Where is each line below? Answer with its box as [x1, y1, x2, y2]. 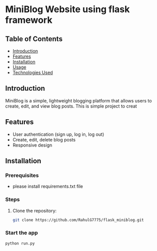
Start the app [5, 229, 38, 236]
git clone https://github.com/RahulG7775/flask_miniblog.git [12, 217, 144, 223]
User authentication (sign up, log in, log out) [12, 131, 104, 137]
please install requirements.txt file [12, 184, 83, 190]
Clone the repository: [12, 207, 57, 213]
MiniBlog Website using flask [5, 4, 130, 15]
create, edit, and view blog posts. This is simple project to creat [5, 103, 137, 109]
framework [5, 14, 53, 26]
